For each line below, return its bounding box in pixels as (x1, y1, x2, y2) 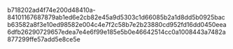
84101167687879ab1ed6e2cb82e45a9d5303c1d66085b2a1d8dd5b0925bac (7, 13, 225, 21)
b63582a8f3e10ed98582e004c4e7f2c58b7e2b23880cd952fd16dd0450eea (7, 21, 227, 28)
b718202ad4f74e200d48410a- (7, 6, 96, 14)
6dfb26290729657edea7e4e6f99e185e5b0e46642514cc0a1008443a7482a (7, 28, 226, 36)
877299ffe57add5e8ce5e (7, 35, 80, 43)
